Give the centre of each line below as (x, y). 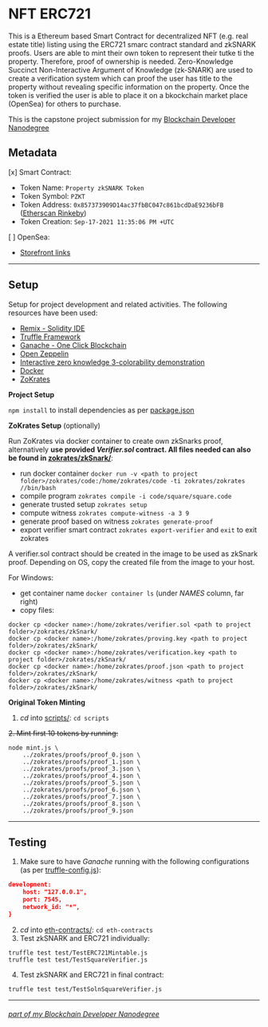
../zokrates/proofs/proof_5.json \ (82, 783)
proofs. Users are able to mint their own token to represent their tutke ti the (131, 53)
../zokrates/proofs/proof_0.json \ (82, 755)
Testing (28, 842)
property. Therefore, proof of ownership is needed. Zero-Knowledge (121, 61)
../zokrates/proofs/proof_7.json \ (82, 796)
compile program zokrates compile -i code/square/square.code (126, 496)
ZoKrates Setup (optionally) (55, 425)
